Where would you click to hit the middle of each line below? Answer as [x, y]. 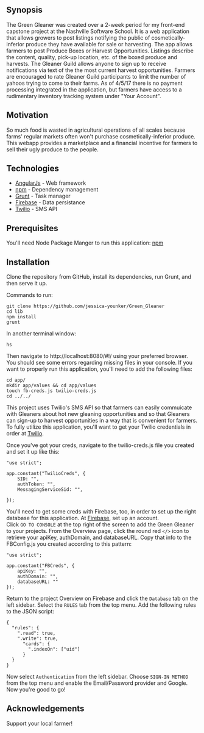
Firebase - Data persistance [50, 202]
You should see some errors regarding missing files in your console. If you [100, 363]
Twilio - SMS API [36, 209]
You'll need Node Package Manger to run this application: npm [85, 243]
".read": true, [37, 634]
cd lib [15, 312]
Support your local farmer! [40, 723]
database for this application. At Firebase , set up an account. [83, 518]
